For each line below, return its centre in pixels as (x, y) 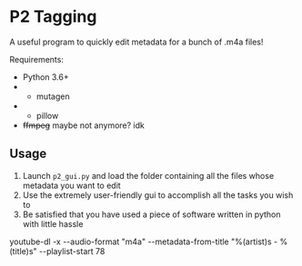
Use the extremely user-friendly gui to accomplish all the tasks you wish (158, 195)
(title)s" (24, 251)
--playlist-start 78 (72, 251)
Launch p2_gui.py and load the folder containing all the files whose (148, 175)
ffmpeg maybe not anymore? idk (84, 125)
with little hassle (53, 223)
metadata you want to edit (71, 185)
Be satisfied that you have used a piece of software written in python (151, 214)
